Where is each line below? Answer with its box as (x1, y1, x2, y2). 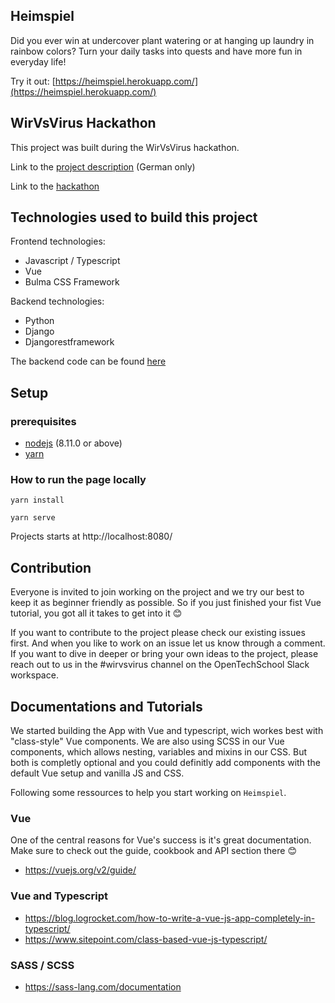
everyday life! (10, 55, 67, 68)
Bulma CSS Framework (24, 276, 120, 288)
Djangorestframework (24, 336, 115, 348)
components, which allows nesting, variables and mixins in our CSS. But (10, 746, 308, 758)
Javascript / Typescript (24, 255, 121, 267)
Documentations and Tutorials (10, 698, 203, 715)
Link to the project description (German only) (10, 160, 196, 173)
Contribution (10, 559, 92, 576)
